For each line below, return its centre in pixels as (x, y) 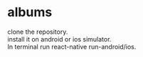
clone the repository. (38, 32)
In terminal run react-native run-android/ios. (72, 46)
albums (30, 12)
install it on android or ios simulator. (59, 39)
